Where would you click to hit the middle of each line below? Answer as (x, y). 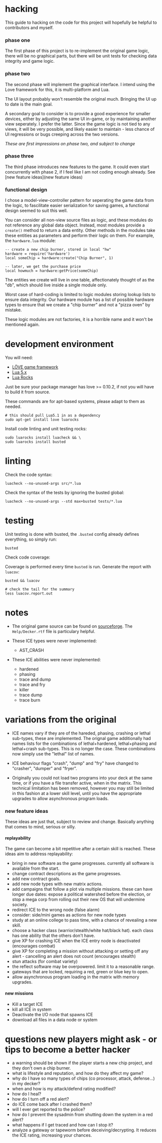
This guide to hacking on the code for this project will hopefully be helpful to (81, 22)
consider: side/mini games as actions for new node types (69, 915)
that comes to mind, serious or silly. (40, 827)
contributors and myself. (29, 27)
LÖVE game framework (35, 367)
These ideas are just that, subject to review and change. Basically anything (80, 822)
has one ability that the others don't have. (53, 936)
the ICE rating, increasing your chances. (52, 1135)
